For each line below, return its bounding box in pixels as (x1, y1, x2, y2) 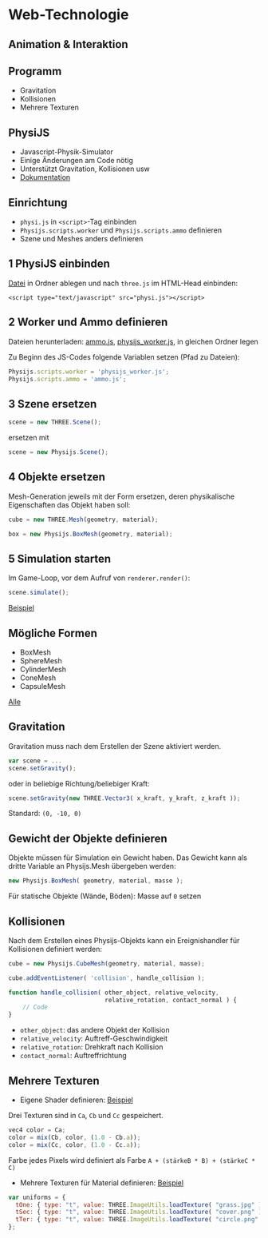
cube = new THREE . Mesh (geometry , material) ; (8, 516, 159, 523)
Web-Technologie (8, 6, 129, 24)
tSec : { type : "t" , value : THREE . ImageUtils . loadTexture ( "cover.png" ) (15, 1208, 262, 1216)
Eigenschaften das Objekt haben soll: (8, 500, 131, 509)
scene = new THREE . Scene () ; (8, 418, 102, 427)
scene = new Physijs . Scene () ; (8, 448, 109, 456)
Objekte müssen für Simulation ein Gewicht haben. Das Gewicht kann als (8, 853, 247, 862)
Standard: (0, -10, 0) (8, 809, 82, 818)
